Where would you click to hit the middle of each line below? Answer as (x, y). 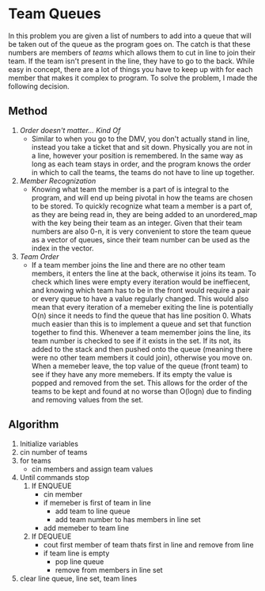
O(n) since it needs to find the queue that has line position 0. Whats (141, 315)
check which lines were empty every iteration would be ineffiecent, (141, 281)
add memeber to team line (86, 528)
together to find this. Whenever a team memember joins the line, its (141, 332)
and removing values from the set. (87, 399)
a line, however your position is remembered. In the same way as (137, 155)
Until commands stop (54, 477)
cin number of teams (53, 452)
